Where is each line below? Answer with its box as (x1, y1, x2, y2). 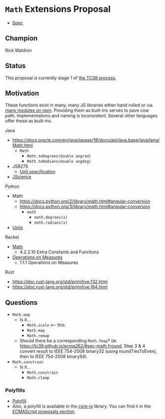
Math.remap (27, 333, 49, 338)
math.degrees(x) (34, 215, 68, 220)
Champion (5, 34, 38, 43)
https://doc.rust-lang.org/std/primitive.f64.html (12, 284, 108, 290)
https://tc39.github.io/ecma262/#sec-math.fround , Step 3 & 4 (19, 343, 145, 349)
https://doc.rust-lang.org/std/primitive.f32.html (12, 279, 108, 285)
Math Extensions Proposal (5, 3, 111, 15)
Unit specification (19, 169, 56, 175)
